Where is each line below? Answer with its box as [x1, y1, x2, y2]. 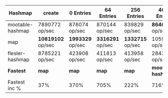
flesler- [7, 50, 26, 56]
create [43, 9, 59, 16]
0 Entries [69, 9, 91, 16]
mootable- [7, 21, 33, 28]
